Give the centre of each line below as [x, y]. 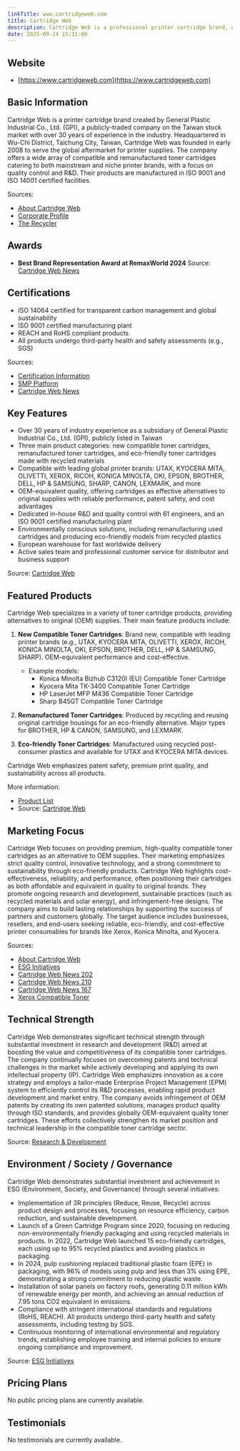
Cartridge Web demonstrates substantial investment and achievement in [114, 1181]
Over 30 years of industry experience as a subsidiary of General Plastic [123, 431]
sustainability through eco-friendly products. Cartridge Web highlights [111, 870]
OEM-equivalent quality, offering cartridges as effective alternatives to [121, 491]
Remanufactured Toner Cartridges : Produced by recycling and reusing [123, 716]
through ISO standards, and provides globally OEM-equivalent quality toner [118, 1113]
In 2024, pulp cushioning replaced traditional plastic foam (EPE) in [115, 1263]
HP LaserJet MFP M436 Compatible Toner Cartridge [116, 694]
